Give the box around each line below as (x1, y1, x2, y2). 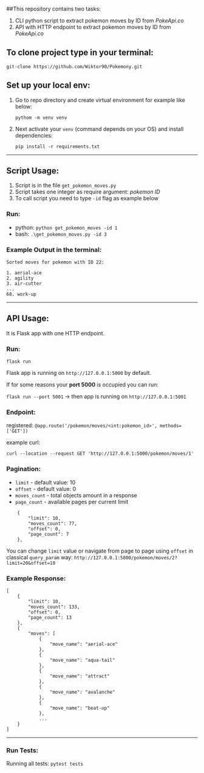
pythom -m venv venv (15, 114, 67, 121)
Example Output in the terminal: (6, 245, 102, 254)
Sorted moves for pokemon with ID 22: (6, 259, 104, 265)
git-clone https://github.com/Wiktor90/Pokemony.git (6, 63, 143, 69)
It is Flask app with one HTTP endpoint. (6, 329, 105, 337)
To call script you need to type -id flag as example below (15, 195, 159, 202)
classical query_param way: (6, 553, 73, 561)
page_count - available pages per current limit (15, 498, 129, 505)
